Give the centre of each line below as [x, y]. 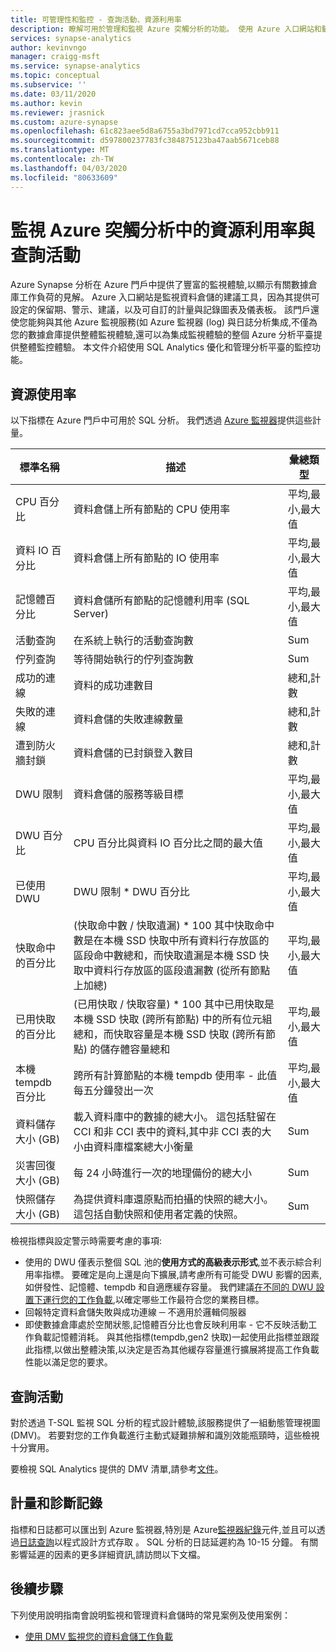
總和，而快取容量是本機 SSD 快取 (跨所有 [169, 1034]
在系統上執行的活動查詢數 [133, 641]
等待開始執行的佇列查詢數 [133, 659]
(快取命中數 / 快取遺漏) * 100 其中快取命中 [174, 926]
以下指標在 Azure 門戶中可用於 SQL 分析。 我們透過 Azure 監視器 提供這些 [161, 420]
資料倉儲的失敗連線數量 [128, 719]
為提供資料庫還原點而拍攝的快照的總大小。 [173, 1199]
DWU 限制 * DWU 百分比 [131, 892]
